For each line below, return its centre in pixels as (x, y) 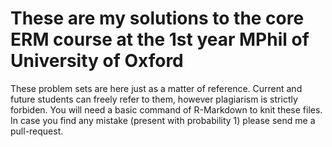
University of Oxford (97, 61)
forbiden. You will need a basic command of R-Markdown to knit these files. (166, 109)
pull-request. (37, 131)
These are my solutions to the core (157, 18)
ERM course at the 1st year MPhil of (160, 39)
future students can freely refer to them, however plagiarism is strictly (154, 99)
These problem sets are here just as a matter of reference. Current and (156, 88)
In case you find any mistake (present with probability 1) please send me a (163, 120)
